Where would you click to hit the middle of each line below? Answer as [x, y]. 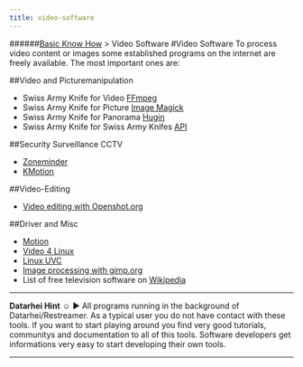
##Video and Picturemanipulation [71, 80]
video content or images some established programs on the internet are [143, 53]
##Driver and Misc [44, 223]
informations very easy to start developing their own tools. [118, 343]
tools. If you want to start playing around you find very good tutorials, [138, 325]
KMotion [38, 171]
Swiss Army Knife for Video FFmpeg [90, 98]
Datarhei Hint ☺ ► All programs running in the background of [124, 306]
